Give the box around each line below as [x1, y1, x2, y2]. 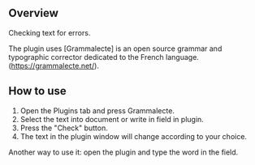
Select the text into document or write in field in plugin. [19, 114, 205, 124]
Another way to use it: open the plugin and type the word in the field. [8, 147, 239, 157]
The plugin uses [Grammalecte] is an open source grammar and [8, 44, 223, 53]
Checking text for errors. [8, 27, 91, 37]
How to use [8, 84, 67, 98]
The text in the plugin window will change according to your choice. [19, 131, 248, 141]
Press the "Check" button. [19, 123, 108, 133]
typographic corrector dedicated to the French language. [8, 52, 199, 61]
